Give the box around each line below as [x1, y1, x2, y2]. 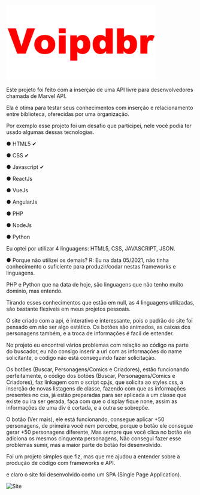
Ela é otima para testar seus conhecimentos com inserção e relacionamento [6, 104, 193, 111]
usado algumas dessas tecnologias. [6, 129, 95, 136]
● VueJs [6, 187, 29, 193]
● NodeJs [6, 222, 32, 229]
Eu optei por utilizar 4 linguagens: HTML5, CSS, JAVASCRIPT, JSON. [6, 245, 175, 252]
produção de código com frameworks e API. [6, 460, 116, 466]
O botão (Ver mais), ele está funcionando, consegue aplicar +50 [6, 416, 165, 423]
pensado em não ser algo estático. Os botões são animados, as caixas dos [6, 323, 190, 330]
